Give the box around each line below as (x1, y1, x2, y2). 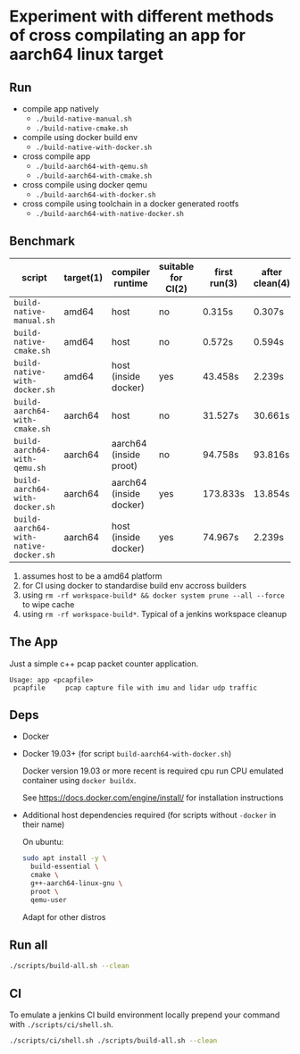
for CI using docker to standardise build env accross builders (21, 580, 247, 590)
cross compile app (21, 151, 91, 162)
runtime (113, 277, 149, 289)
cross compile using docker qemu (21, 180, 147, 189)
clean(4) (253, 277, 290, 289)
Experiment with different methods (9, 6, 274, 27)
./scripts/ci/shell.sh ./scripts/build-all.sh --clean (9, 1036, 218, 1046)
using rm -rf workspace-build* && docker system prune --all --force (21, 590, 286, 600)
